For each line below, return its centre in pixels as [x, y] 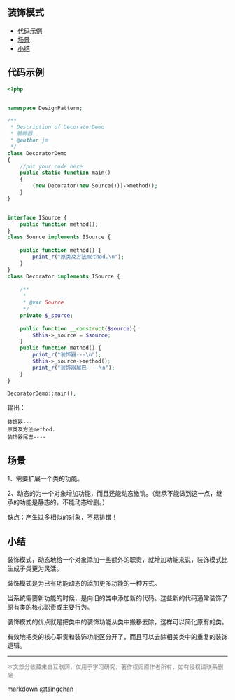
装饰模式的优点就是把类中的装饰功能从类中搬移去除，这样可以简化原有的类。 [117, 622]
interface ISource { [37, 217]
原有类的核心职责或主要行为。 [50, 607]
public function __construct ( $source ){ [78, 328]
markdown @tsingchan [41, 689]
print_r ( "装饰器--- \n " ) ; [67, 355]
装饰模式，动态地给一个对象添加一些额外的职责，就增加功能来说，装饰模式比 [117, 559]
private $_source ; [47, 315]
